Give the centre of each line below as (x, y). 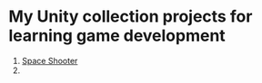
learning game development (117, 36)
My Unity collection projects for (131, 17)
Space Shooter (50, 60)
